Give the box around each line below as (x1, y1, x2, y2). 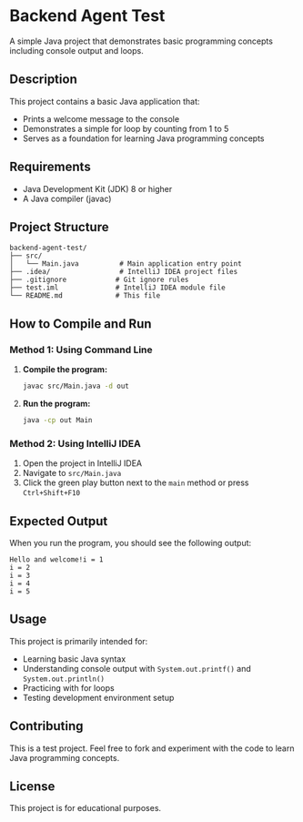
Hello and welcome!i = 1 (9, 554, 104, 564)
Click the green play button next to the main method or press (22, 477, 249, 488)
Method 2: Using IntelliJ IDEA (9, 437, 141, 450)
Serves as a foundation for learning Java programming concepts (22, 133, 266, 144)
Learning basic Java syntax (22, 653, 126, 665)
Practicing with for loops (22, 682, 116, 693)
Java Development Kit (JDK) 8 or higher (22, 183, 173, 194)
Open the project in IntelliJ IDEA (22, 458, 143, 469)
